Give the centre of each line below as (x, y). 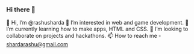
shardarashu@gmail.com (37, 44)
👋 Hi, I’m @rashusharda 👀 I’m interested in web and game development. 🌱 (98, 23)
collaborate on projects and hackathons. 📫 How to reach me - (84, 36)
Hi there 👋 (21, 10)
